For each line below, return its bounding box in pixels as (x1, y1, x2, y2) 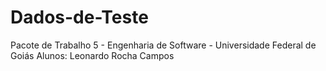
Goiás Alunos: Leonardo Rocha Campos (10, 49, 175, 61)
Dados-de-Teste (10, 6, 149, 29)
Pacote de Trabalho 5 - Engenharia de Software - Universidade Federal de (10, 39, 317, 51)
